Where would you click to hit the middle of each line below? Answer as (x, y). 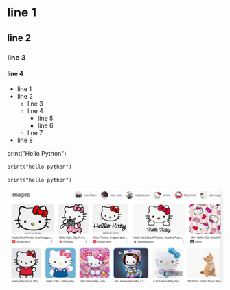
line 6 (45, 125)
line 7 (35, 132)
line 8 (25, 140)
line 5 (45, 118)
